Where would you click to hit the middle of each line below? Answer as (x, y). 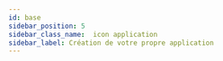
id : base (25, 17)
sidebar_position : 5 (47, 26)
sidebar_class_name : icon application (83, 34)
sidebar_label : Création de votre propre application (111, 43)
